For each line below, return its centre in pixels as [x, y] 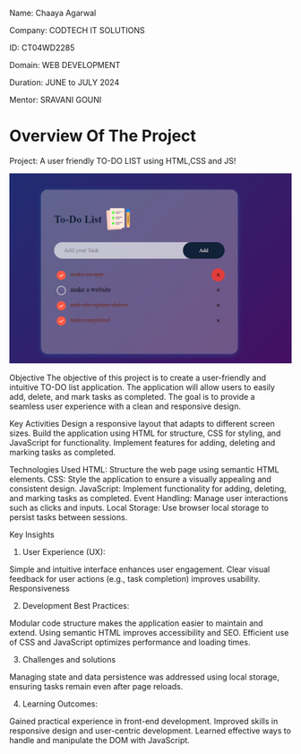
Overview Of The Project [103, 136]
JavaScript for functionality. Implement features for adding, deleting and [142, 443]
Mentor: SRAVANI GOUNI [56, 100]
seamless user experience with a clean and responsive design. [125, 406]
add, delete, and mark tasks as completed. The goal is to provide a [132, 397]
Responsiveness [39, 589]
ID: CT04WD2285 [42, 48]
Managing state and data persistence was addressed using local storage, [144, 677]
